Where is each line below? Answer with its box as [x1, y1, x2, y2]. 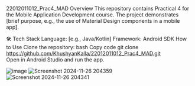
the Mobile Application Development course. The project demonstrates [6, 11, 179, 18]
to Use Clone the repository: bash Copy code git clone [6, 44, 139, 50]
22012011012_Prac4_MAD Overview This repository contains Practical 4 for [6, 5, 190, 12]
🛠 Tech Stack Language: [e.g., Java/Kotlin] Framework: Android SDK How [6, 35, 187, 42]
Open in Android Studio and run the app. [6, 56, 105, 63]
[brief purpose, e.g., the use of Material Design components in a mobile [6, 18, 180, 24]
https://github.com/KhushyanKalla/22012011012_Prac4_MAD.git [6, 50, 161, 57]
